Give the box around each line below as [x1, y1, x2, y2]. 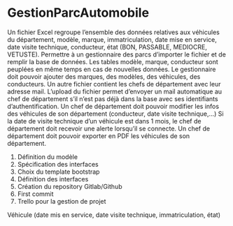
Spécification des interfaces [17, 160, 99, 168]
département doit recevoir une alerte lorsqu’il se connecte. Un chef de [7, 124, 211, 133]
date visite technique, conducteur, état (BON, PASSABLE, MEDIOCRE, [7, 43, 208, 51]
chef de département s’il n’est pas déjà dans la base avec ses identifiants [7, 94, 218, 103]
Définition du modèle [17, 152, 78, 161]
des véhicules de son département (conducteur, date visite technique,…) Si [7, 110, 224, 118]
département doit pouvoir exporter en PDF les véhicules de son [7, 131, 190, 140]
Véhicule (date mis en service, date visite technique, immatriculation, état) [7, 211, 220, 219]
